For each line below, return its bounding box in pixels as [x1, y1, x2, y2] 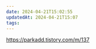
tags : [6, 20, 20, 26]
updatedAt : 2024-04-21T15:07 [6, 14, 78, 20]
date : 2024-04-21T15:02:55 [6, 8, 73, 15]
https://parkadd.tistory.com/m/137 [6, 36, 90, 44]
